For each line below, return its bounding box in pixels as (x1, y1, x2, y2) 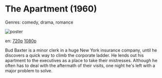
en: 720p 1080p (5, 38, 36, 44)
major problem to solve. (5, 67, 53, 73)
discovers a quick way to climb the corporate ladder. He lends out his (5, 52, 144, 58)
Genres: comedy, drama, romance (5, 19, 73, 25)
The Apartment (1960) (5, 3, 97, 14)
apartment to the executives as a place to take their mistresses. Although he (5, 57, 158, 63)
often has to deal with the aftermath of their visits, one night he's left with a (5, 63, 156, 68)
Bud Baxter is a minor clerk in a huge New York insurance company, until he (5, 47, 157, 53)
